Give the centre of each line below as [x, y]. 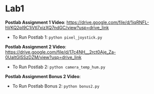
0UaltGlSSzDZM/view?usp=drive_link [43, 57]
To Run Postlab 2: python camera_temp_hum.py [59, 67]
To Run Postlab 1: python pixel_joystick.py [57, 37]
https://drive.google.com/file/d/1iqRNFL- [108, 22]
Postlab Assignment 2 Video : [36, 47]
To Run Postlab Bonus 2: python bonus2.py [56, 86]
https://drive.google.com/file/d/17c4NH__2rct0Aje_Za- [61, 52]
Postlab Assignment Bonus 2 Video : [43, 76]
